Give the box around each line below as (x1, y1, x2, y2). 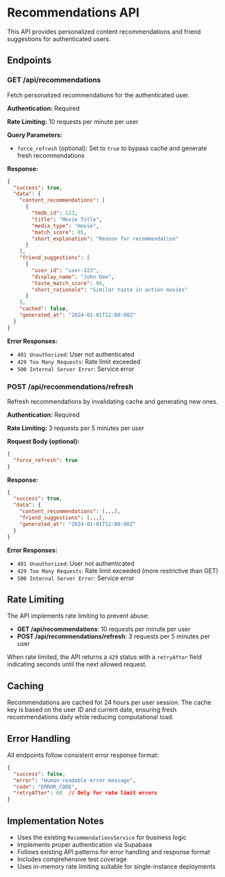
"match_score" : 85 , (31, 228, 88, 236)
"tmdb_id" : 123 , (31, 210, 78, 217)
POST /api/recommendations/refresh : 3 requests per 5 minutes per (16, 632, 211, 640)
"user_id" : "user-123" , (31, 267, 99, 274)
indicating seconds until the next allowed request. (7, 660, 147, 669)
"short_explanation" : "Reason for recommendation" (31, 235, 179, 242)
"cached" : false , (19, 305, 69, 313)
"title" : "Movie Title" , (31, 216, 103, 223)
